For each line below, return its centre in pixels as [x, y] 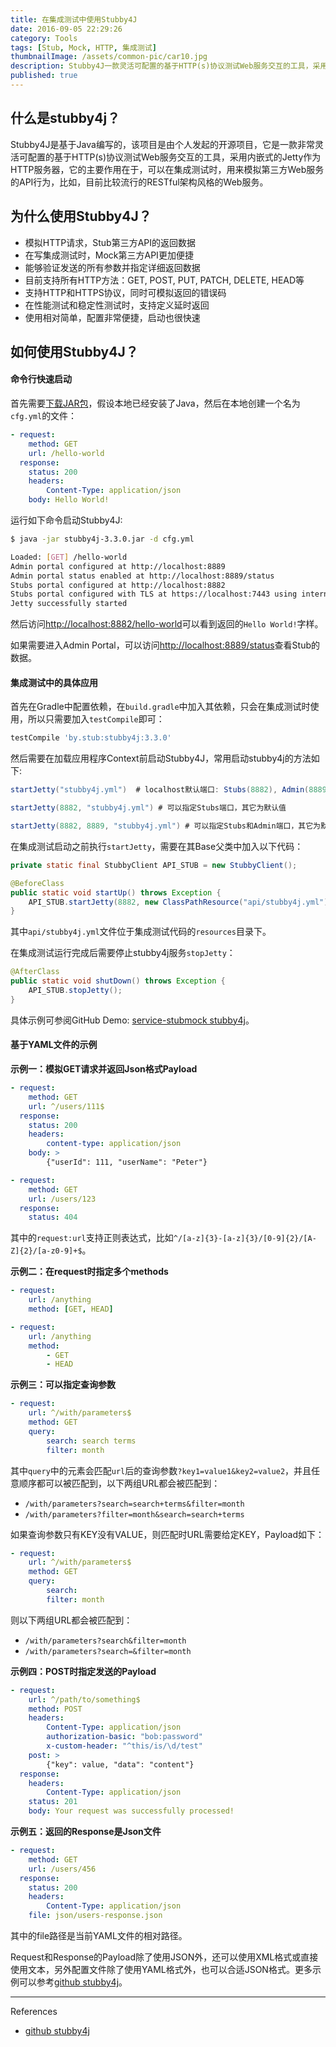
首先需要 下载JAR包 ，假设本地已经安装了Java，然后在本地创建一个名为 [155, 403]
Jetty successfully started [69, 604]
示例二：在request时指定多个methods [89, 1272]
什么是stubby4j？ [65, 118]
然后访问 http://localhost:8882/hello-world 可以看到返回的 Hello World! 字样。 [167, 624]
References [34, 2011]
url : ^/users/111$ [66, 1106]
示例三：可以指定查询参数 [63, 1385]
